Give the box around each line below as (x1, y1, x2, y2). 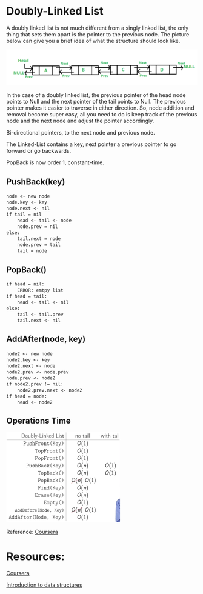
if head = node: (6, 393, 47, 399)
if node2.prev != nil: (6, 381, 64, 387)
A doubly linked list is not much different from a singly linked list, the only (6, 24, 189, 32)
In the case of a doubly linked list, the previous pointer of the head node (6, 92, 186, 99)
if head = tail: (6, 293, 47, 299)
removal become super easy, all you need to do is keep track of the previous (6, 111, 198, 118)
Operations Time (6, 416, 71, 426)
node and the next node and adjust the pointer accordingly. (6, 117, 155, 125)
